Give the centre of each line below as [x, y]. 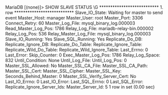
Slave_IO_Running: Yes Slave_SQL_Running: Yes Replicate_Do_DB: [74, 39]
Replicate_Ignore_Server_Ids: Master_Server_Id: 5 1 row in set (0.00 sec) [80, 87]
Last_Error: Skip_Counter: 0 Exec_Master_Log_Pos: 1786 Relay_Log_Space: [83, 55]
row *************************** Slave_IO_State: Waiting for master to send [84, 12]
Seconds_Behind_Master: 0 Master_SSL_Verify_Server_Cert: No [71, 76]
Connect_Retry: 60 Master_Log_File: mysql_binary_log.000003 [70, 23]
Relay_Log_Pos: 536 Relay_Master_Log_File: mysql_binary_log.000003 [78, 34]
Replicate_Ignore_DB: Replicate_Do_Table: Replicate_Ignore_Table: [74, 44]
